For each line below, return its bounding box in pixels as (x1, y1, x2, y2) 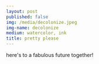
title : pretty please (6, 35, 59, 41)
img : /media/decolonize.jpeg (6, 19, 77, 25)
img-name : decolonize (6, 24, 59, 31)
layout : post (6, 8, 38, 15)
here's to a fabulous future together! (6, 52, 94, 58)
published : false (6, 14, 49, 20)
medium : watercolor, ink (6, 30, 67, 36)
